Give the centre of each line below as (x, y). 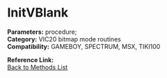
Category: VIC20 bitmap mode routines (64, 39)
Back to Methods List (38, 67)
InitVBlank (38, 13)
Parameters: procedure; (42, 32)
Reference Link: (31, 59)
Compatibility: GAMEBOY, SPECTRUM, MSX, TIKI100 (84, 46)
